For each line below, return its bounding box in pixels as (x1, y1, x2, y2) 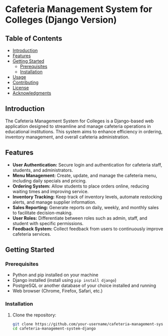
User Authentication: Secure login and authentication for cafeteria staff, (12, 161, 162, 167)
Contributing (12, 79, 39, 85)
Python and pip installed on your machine (12, 272, 99, 278)
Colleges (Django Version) (5, 14, 117, 26)
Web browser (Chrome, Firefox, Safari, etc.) (12, 288, 103, 294)
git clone (12, 321, 34, 326)
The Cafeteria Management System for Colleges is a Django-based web (5, 118, 154, 124)
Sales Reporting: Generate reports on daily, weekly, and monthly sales (12, 204, 159, 210)
